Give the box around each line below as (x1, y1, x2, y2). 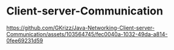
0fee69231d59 (6, 37, 43, 44)
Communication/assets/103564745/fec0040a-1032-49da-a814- (6, 30, 168, 37)
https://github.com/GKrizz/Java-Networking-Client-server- (6, 24, 155, 31)
